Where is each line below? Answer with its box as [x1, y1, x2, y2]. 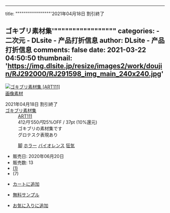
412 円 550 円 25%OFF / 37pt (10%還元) [18, 119, 98, 125]
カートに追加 [12, 181, 39, 187]
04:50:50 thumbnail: [5, 54, 72, 63]
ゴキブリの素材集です [18, 125, 62, 131]
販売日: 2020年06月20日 [12, 153, 64, 159]
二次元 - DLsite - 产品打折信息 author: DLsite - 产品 [5, 36, 165, 45]
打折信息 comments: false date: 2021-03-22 [5, 46, 146, 55]
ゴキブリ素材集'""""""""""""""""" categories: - [5, 27, 160, 35]
